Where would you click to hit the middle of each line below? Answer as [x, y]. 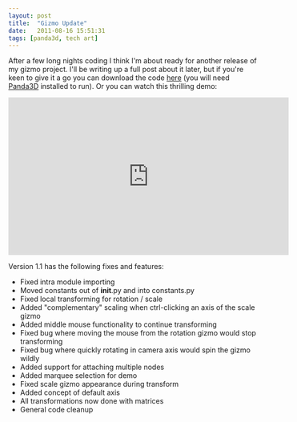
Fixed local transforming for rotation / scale [91, 299]
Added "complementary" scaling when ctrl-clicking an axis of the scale [137, 307]
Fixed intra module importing [67, 282]
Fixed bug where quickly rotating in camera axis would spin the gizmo [135, 350]
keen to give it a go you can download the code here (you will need [119, 78]
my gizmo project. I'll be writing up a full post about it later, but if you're [126, 70]
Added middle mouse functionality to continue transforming [118, 324]
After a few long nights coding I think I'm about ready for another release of [133, 61]
